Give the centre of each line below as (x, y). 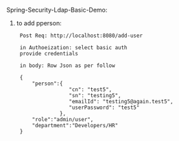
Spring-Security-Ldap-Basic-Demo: (57, 10)
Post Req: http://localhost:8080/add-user (81, 36)
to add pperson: (39, 23)
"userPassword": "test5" (104, 107)
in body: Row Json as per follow (67, 66)
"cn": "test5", (91, 90)
